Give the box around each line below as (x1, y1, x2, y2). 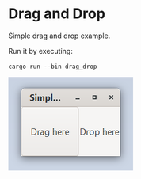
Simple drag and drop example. (8, 31, 111, 40)
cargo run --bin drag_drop (8, 63, 97, 70)
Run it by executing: (8, 46, 73, 55)
